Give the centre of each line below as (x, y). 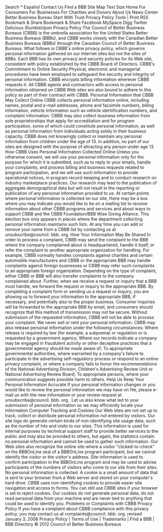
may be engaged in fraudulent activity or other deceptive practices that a (78, 343)
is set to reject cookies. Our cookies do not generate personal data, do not (80, 493)
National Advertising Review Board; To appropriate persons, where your (77, 374)
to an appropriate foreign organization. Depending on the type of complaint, (81, 271)
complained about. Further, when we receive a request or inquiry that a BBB (81, 281)
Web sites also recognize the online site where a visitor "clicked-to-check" (80, 447)
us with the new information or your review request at (68, 395)
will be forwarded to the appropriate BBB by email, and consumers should (79, 307)
